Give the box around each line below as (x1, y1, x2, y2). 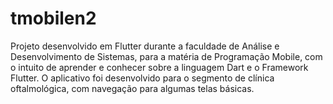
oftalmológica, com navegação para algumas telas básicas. (10, 82, 255, 94)
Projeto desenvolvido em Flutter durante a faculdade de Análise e (10, 40, 280, 52)
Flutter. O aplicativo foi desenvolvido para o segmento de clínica (10, 72, 275, 84)
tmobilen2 (10, 7, 97, 30)
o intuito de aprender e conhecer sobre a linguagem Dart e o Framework (10, 61, 309, 73)
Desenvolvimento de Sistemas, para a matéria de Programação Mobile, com (10, 50, 323, 62)
